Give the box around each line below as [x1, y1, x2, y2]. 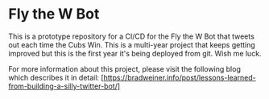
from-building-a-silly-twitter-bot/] [8, 81, 121, 91]
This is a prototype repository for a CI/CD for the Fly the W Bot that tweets [8, 31, 255, 41]
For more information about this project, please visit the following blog [8, 64, 242, 73]
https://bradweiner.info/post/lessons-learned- [103, 72, 256, 82]
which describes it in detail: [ [8, 72, 104, 82]
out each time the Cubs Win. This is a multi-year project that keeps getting [8, 39, 255, 49]
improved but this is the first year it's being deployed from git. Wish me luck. [8, 48, 262, 58]
